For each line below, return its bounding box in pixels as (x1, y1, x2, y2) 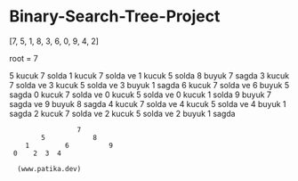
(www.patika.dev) (17, 164, 82, 173)
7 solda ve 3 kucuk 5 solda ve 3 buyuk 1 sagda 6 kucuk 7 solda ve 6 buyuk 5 (9, 79, 290, 90)
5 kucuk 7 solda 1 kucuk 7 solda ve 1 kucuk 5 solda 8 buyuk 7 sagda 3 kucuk (9, 70, 290, 81)
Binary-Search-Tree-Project (9, 6, 221, 27)
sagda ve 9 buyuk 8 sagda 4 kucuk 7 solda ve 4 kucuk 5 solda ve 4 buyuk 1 (9, 98, 286, 109)
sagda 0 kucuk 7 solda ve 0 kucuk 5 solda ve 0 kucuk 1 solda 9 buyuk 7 (9, 89, 272, 100)
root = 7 (9, 53, 38, 63)
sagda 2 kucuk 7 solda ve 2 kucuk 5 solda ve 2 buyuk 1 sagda (9, 108, 236, 119)
